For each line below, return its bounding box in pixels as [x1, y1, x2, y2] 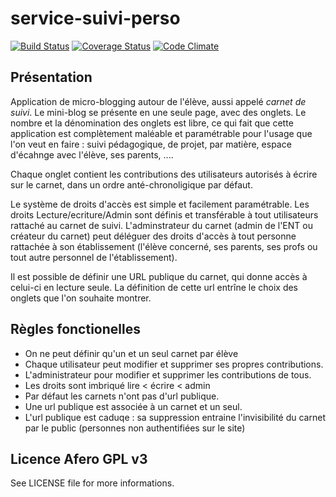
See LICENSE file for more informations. [10, 477, 175, 489]
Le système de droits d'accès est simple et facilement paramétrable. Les [10, 198, 310, 210]
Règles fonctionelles [10, 321, 141, 338]
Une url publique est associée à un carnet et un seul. [24, 400, 243, 412]
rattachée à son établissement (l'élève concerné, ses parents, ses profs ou [10, 240, 318, 252]
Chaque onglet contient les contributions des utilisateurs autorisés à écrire [10, 168, 318, 180]
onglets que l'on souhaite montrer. [10, 292, 152, 304]
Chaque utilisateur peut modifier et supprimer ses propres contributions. [24, 358, 324, 370]
